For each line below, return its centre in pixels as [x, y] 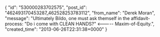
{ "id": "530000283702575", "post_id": [46, 7]
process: [14, 24]
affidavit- [140, 18]
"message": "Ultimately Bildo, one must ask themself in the [67, 18]
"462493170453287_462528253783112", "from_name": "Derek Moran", [80, 13]
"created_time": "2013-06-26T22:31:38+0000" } [56, 29]
